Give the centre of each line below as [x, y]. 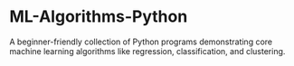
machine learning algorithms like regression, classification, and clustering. [147, 51]
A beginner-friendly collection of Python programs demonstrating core [141, 42]
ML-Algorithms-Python [99, 17]
